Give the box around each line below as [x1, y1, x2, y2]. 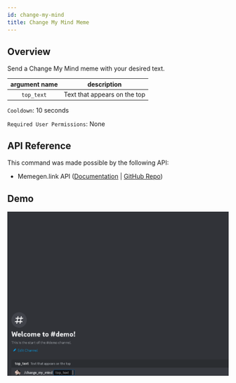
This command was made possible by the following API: [7, 158, 169, 167]
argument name [10, 80, 58, 88]
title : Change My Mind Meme [7, 18, 90, 26]
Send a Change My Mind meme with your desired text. [7, 64, 165, 73]
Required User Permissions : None [7, 120, 105, 128]
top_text [21, 92, 47, 99]
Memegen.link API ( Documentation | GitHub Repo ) [17, 172, 163, 181]
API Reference [7, 139, 72, 151]
